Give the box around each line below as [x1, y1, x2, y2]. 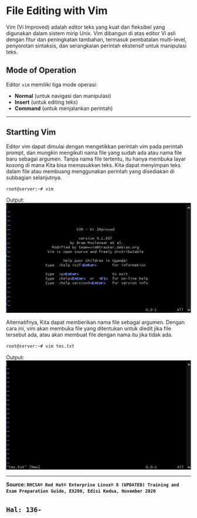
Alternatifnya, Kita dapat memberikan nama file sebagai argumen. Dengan [6, 319, 185, 326]
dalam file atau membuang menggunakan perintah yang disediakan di [6, 168, 175, 175]
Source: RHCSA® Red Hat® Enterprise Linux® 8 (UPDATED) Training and [6, 481, 179, 488]
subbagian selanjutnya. [6, 174, 62, 181]
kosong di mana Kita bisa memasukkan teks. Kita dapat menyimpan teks [6, 161, 181, 168]
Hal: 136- [6, 505, 42, 514]
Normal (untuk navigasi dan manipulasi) [14, 92, 111, 99]
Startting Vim [6, 127, 56, 137]
